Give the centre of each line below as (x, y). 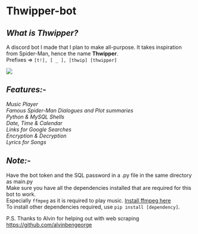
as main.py (20, 181)
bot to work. (21, 194)
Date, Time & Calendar (34, 123)
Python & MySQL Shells (35, 117)
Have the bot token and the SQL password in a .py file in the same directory (99, 175)
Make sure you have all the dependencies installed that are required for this (99, 188)
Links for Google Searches (39, 129)
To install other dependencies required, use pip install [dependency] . (93, 207)
